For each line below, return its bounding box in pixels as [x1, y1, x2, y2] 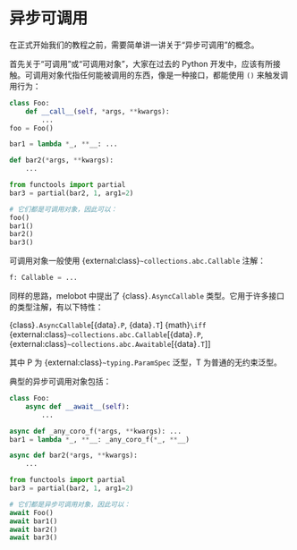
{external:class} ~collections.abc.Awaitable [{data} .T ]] [9, 339, 211, 350]
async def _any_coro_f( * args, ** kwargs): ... [9, 427, 182, 436]
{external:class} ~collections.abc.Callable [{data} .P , [9, 329, 204, 340]
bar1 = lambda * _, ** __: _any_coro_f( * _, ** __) [9, 435, 191, 444]
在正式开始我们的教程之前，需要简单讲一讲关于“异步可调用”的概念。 [9, 39, 259, 50]
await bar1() [9, 516, 58, 526]
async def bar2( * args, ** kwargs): [9, 451, 139, 461]
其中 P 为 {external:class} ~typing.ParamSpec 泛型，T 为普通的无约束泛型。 [9, 357, 282, 368]
